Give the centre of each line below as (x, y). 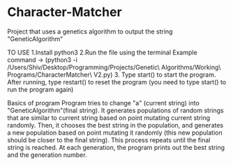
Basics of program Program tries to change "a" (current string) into (104, 103)
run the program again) (40, 89)
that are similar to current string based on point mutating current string (109, 118)
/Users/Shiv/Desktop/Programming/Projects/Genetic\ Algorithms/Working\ (114, 67)
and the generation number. (47, 155)
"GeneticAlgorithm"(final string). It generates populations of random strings (116, 110)
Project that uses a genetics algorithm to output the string (90, 31)
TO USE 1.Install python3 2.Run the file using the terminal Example (102, 52)
